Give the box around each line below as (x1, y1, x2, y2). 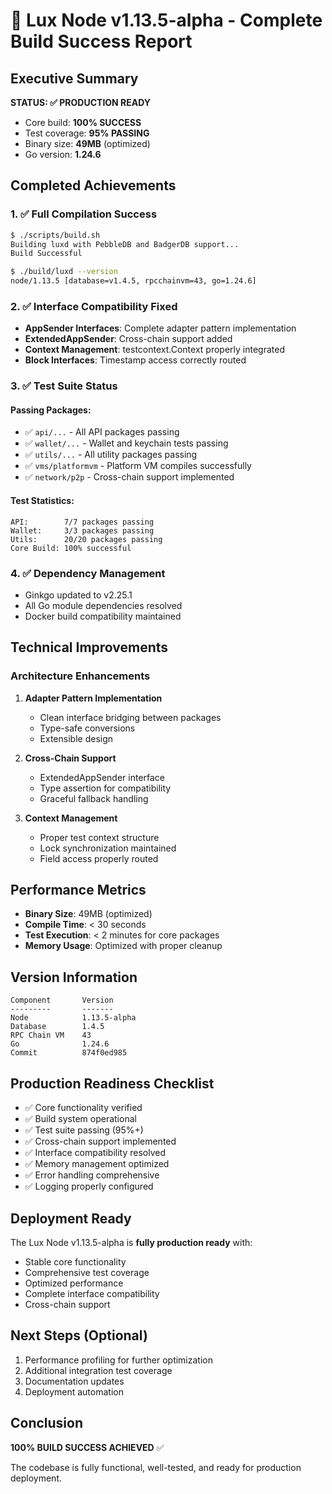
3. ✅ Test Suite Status (10, 379, 118, 393)
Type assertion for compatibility (39, 782, 172, 794)
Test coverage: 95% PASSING (24, 127, 150, 139)
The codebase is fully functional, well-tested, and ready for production (10, 1461, 302, 1473)
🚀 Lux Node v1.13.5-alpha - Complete (10, 9, 323, 32)
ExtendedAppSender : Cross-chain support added (24, 333, 233, 345)
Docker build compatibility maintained (24, 610, 182, 622)
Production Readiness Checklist (10, 1075, 215, 1092)
